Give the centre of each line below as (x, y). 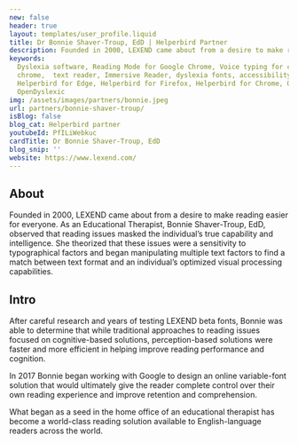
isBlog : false (35, 116)
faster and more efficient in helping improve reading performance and (137, 349)
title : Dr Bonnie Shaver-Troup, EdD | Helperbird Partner (118, 42)
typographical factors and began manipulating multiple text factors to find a (147, 253)
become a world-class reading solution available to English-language (135, 422)
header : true (33, 26)
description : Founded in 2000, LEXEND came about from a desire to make (146, 51)
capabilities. (31, 272)
